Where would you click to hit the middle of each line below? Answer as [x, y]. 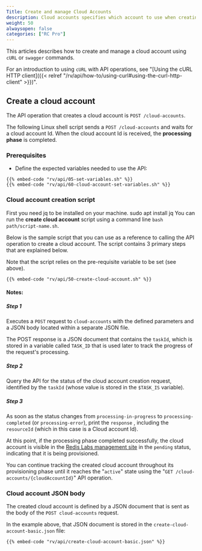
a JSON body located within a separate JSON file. [68, 327]
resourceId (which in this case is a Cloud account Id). [72, 429]
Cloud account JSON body [46, 493]
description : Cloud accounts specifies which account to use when [91, 17]
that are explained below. [37, 250]
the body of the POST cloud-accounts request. [63, 513]
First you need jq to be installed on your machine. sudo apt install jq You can [101, 213]
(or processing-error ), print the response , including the [100, 423]
